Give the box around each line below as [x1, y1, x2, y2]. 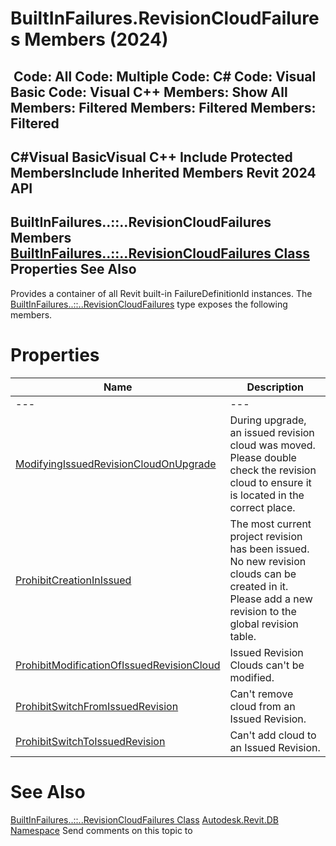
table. [229, 629, 257, 643]
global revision [229, 617, 299, 631]
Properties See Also [10, 261, 137, 278]
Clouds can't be [229, 658, 305, 672]
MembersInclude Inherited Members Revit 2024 [10, 164, 317, 181]
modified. [229, 670, 275, 684]
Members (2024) [24, 28, 169, 51]
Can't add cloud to [229, 728, 317, 742]
